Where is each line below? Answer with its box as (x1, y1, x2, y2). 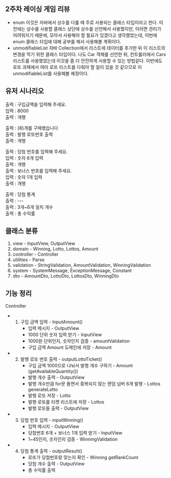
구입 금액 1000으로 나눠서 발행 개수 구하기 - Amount (28, 363, 133, 369)
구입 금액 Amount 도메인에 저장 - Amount (28, 344, 112, 350)
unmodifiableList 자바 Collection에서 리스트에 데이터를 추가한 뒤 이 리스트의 (12, 45, 165, 51)
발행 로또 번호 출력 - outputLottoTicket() (20, 356, 102, 362)
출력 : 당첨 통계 (5, 191, 36, 197)
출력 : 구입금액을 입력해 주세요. (5, 101, 67, 107)
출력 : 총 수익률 (5, 210, 36, 216)
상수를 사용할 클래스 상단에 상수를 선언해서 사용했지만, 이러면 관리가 (26, 26, 162, 32)
